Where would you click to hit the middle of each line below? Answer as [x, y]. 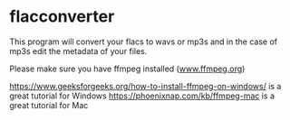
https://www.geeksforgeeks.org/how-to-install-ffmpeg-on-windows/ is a [145, 86]
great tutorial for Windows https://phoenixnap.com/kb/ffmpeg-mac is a [142, 96]
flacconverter [62, 17]
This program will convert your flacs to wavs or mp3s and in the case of [144, 42]
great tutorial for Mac [49, 105]
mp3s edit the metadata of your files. [78, 51]
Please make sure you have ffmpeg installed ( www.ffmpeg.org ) [127, 69]
